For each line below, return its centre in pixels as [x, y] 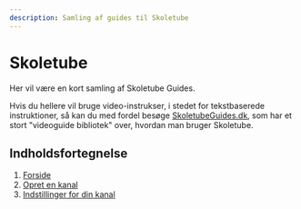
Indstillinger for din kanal [69, 194]
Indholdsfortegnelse [69, 153]
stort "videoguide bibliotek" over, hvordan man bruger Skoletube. [131, 124]
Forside [37, 175]
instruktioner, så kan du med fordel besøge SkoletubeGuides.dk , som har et [151, 115]
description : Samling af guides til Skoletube [99, 18]
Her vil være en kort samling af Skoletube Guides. [102, 88]
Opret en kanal [50, 185]
